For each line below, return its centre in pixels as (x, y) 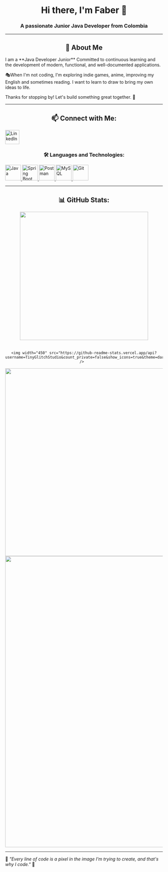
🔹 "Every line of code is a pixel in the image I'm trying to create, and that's (82, 859)
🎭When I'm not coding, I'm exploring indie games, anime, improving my (79, 75)
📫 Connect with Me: (84, 118)
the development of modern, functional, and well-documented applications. (83, 65)
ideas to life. (18, 88)
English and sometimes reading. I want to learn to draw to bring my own (79, 82)
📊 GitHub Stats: (84, 200)
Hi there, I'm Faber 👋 (84, 10)
